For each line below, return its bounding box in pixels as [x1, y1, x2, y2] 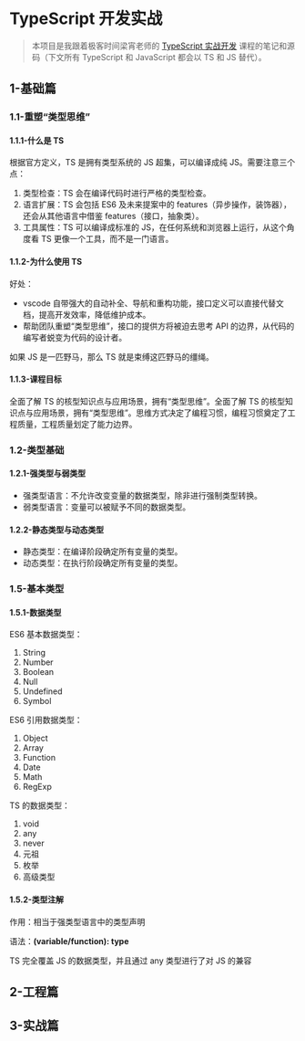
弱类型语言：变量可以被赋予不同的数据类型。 [22, 501, 191, 512]
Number [22, 657, 54, 668]
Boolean [22, 667, 55, 678]
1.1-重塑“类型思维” [9, 110, 91, 123]
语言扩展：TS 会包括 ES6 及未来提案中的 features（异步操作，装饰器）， [22, 199, 292, 210]
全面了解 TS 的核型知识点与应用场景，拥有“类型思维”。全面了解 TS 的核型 [9, 395, 286, 406]
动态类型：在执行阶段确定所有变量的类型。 [22, 558, 183, 569]
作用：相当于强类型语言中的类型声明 [9, 916, 146, 927]
